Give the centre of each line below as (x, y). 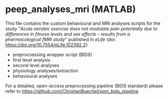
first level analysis (32, 60)
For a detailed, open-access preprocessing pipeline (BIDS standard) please (84, 86)
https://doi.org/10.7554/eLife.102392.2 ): (47, 44)
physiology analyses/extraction (46, 70)
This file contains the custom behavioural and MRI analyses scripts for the (83, 23)
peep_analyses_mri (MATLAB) (71, 9)
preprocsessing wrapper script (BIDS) (52, 55)
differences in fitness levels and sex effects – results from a (68, 34)
